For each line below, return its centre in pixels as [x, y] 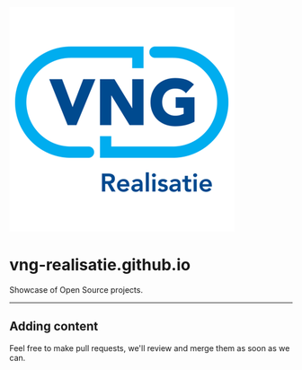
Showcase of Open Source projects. [76, 289]
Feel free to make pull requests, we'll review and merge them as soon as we [150, 348]
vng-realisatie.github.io [100, 265]
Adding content [54, 326]
